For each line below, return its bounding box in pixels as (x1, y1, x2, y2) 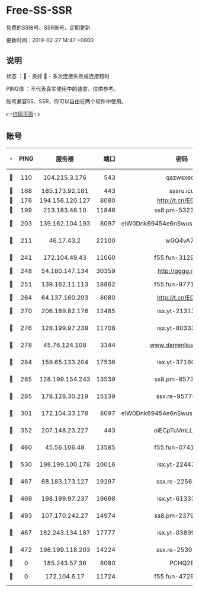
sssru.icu (169, 186, 195, 195)
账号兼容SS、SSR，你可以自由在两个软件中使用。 (6, 97, 127, 104)
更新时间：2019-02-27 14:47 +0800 (6, 36, 94, 43)
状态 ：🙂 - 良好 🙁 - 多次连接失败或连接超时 (6, 72, 110, 79)
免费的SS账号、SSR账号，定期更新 (6, 24, 91, 31)
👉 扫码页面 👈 (6, 110, 40, 117)
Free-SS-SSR (6, 4, 72, 17)
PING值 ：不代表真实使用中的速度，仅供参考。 (6, 85, 119, 92)
